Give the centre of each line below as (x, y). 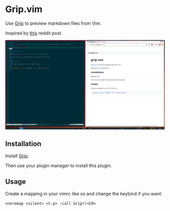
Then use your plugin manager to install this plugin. (59, 166)
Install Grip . (17, 156)
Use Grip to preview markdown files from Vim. (53, 23)
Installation (23, 144)
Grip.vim (24, 9)
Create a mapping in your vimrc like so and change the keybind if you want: (84, 194)
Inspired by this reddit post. (34, 33)
